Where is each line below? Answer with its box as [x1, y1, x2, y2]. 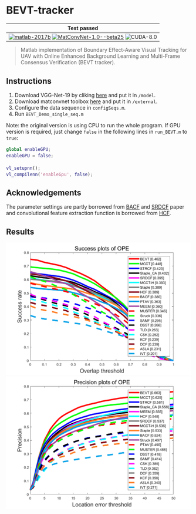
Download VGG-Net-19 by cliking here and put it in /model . [14, 92, 156, 98]
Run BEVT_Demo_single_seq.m [14, 110, 84, 117]
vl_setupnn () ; [6, 165, 41, 171]
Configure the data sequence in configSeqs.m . [14, 104, 126, 111]
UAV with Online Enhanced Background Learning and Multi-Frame [20, 52, 181, 60]
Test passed [67, 25, 99, 32]
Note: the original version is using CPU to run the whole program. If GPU [6, 122, 181, 128]
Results [6, 226, 35, 236]
